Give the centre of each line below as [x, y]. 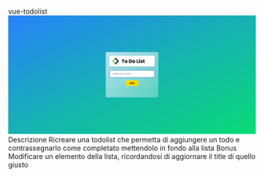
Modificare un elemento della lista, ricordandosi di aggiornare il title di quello [132, 157]
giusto [18, 165]
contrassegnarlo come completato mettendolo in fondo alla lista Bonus [123, 148]
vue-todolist [28, 11]
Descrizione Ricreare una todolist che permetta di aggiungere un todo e [124, 140]
